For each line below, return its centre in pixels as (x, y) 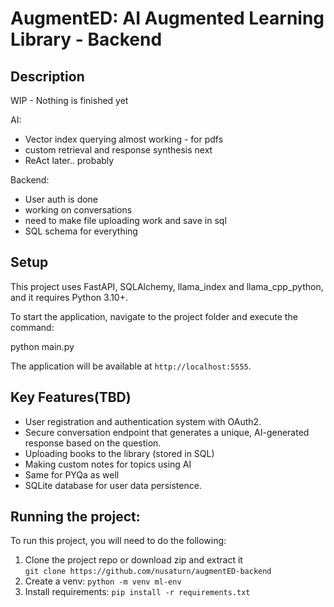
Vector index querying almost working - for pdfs (124, 139)
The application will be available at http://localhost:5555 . (131, 366)
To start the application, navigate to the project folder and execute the (154, 316)
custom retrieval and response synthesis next (118, 150)
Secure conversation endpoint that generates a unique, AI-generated (167, 432)
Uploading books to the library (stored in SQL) (119, 453)
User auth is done (61, 199)
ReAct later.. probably (69, 160)
